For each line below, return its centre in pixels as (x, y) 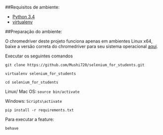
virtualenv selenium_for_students (41, 74)
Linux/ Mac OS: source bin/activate (42, 91)
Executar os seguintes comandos (39, 56)
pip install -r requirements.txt (40, 110)
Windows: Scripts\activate (34, 101)
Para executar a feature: (30, 119)
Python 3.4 (23, 17)
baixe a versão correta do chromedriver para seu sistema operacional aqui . (81, 46)
